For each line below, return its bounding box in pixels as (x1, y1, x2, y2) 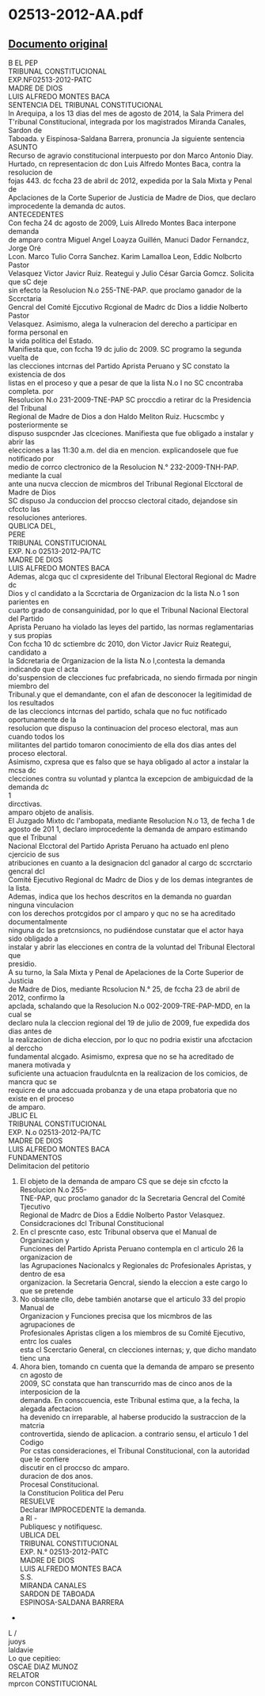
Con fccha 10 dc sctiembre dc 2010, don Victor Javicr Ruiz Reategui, (8, 640, 232, 648)
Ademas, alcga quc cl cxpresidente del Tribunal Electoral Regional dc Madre (8, 572, 257, 581)
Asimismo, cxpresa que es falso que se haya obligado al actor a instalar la (8, 757, 249, 766)
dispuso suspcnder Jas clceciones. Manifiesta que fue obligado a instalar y (8, 429, 255, 437)
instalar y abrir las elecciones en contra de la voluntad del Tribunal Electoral (8, 942, 256, 952)
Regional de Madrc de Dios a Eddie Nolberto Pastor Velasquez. (19, 1210, 225, 1220)
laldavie (8, 1645, 34, 1654)
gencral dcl (8, 866, 45, 876)
